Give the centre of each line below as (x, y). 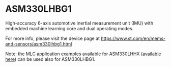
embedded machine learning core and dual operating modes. (69, 28)
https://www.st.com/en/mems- (133, 38)
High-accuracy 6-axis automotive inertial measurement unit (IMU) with (79, 23)
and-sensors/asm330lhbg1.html (39, 43)
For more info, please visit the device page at (53, 38)
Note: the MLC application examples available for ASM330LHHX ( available (83, 54)
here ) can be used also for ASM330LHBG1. (50, 59)
